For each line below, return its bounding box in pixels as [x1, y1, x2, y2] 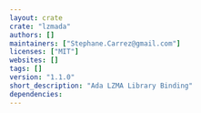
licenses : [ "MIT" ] [9, 47, 79, 56]
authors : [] [9, 30, 55, 39]
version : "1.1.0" [9, 73, 75, 82]
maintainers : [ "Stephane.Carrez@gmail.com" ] [9, 38, 181, 48]
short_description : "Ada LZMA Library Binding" [9, 81, 194, 90]
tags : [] [9, 65, 43, 74]
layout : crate [9, 13, 64, 23]
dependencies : [9, 89, 64, 98]
